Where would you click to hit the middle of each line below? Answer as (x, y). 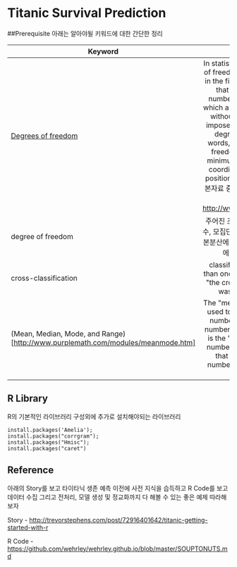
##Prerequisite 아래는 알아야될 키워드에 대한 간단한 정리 (85, 33)
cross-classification (44, 278)
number (217, 329)
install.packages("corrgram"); (53, 436)
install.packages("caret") (47, 448)
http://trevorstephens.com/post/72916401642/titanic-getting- (119, 520)
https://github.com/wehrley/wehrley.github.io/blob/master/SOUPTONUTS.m (117, 549)
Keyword (103, 51)
